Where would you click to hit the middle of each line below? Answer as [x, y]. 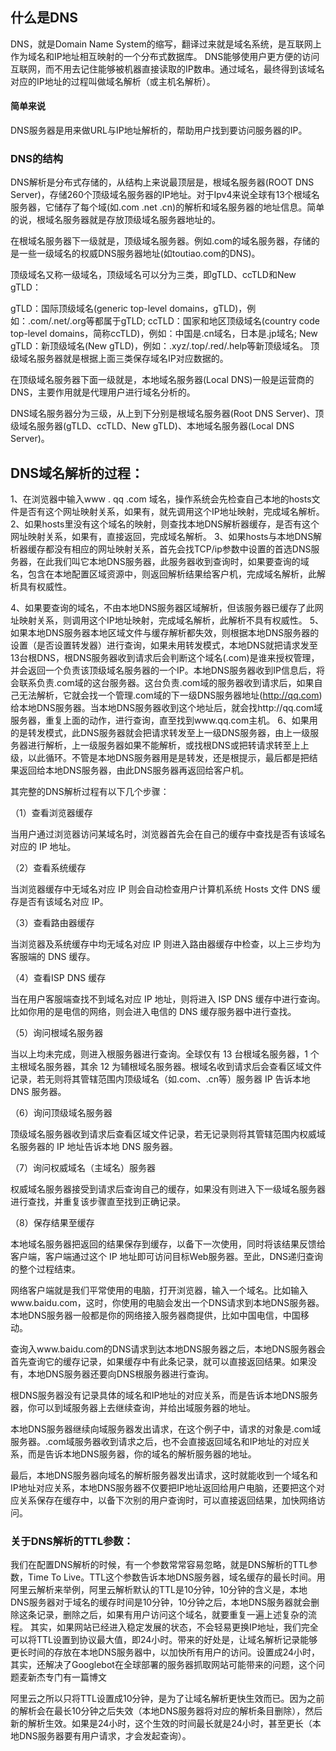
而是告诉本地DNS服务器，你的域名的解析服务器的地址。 [142, 1454]
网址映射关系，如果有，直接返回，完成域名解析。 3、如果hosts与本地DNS [162, 537]
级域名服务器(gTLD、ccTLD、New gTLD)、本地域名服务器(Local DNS [152, 426]
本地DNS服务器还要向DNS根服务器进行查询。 [121, 1374]
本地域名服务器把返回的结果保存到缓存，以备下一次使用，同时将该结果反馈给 [168, 1244]
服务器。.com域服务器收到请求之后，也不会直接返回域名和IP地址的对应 [156, 1442]
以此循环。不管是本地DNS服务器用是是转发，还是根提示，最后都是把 [168, 758]
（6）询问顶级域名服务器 [61, 1113]
